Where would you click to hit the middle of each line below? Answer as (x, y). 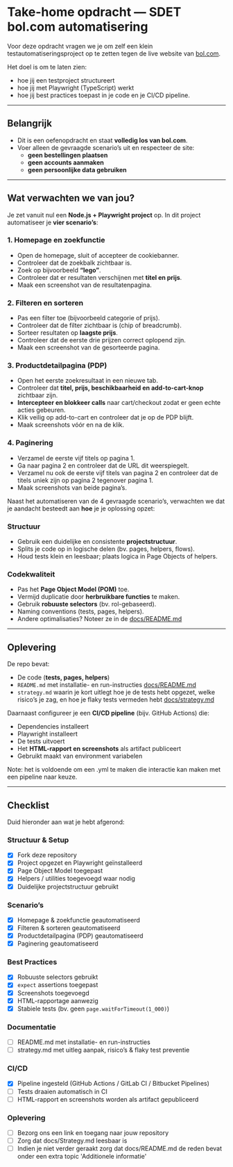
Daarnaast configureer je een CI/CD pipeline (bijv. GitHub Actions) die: (108, 713)
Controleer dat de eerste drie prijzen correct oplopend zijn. (101, 340)
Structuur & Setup (38, 840)
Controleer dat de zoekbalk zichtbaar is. (75, 263)
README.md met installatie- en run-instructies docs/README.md (106, 685)
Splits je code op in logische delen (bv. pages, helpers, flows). (106, 549)
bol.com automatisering (78, 27)
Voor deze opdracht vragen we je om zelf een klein (80, 46)
